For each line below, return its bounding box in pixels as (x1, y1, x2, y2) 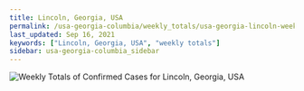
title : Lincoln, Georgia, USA (9, 13, 124, 23)
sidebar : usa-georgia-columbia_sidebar (9, 47, 160, 56)
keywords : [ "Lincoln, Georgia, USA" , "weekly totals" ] (9, 38, 221, 48)
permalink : (9, 22, 51, 31)
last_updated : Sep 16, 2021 (9, 30, 116, 39)
